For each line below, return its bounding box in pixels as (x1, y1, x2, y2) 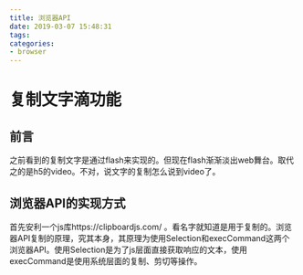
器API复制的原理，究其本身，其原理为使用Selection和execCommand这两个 (9, 232, 290, 243)
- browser (9, 48, 47, 57)
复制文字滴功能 (9, 90, 122, 111)
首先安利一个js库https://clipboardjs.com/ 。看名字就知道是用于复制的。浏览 (9, 221, 292, 232)
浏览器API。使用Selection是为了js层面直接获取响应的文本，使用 (9, 244, 248, 255)
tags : (9, 30, 30, 39)
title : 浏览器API (9, 13, 71, 23)
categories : (9, 38, 55, 48)
